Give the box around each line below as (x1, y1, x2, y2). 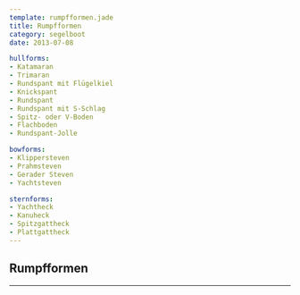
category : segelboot (9, 29, 87, 38)
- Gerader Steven (9, 170, 74, 179)
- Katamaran (9, 63, 54, 72)
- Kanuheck (9, 211, 50, 220)
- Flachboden (9, 121, 58, 130)
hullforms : (9, 55, 50, 63)
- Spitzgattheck (9, 220, 70, 229)
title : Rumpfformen (9, 21, 82, 30)
